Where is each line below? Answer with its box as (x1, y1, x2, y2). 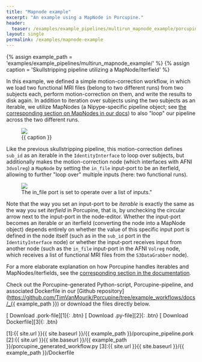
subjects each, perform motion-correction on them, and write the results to (6, 91, 192, 97)
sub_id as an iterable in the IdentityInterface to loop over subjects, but (6, 152, 185, 159)
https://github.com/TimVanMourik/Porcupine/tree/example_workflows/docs (8, 294, 195, 301)
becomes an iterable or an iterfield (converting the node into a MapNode (6, 219, 186, 226)
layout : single (6, 31, 44, 37)
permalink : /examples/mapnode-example (6, 37, 103, 43)
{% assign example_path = (6, 54, 73, 60)
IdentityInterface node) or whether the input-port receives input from (6, 239, 182, 245)
